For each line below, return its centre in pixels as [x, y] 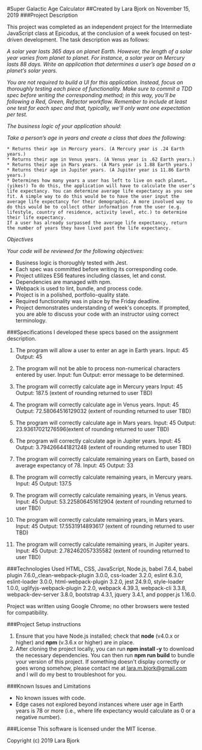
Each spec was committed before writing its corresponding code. [96, 269]
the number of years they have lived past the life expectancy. [89, 228]
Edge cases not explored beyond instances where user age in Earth [99, 704]
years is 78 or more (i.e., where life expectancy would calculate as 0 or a [106, 711]
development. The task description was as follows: [87, 40]
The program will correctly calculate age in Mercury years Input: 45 [99, 386]
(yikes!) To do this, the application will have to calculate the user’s [101, 186]
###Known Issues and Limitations [49, 686]
